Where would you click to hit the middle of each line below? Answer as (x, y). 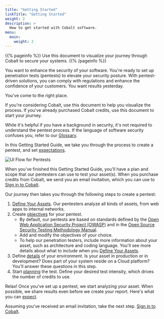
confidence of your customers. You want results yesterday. (64, 86)
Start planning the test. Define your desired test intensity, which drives (83, 271)
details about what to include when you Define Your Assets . (79, 250)
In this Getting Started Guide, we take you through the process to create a (79, 145)
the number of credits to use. (41, 277)
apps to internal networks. (38, 209)
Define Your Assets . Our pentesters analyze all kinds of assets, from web (85, 204)
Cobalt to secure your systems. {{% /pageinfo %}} (56, 61)
